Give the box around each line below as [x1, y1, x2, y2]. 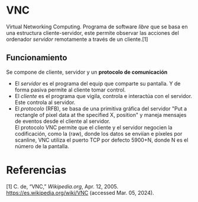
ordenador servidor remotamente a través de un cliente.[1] [6, 35, 148, 43]
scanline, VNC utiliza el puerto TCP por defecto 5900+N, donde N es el [14, 136, 189, 144]
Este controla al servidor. [14, 99, 76, 106]
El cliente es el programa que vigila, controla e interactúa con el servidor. [14, 92, 193, 99]
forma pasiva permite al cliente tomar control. [14, 86, 126, 93]
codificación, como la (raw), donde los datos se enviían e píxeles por [14, 130, 183, 137]
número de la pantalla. [14, 142, 70, 149]
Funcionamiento [6, 53, 67, 63]
